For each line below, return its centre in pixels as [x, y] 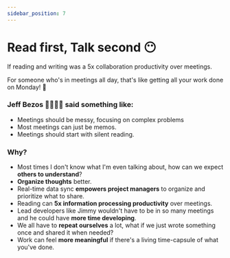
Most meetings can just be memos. [67, 127]
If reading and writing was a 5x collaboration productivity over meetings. [110, 67]
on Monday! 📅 [27, 87]
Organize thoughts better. [54, 182]
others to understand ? [49, 174]
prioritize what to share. [50, 196]
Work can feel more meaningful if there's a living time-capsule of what [117, 240]
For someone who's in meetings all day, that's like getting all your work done [115, 80]
